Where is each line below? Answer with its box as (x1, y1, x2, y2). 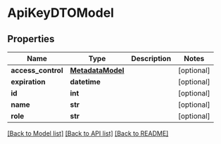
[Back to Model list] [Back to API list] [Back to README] (7, 129, 169, 138)
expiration (11, 77, 46, 86)
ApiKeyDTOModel (7, 5, 115, 21)
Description (131, 54, 171, 63)
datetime (70, 77, 101, 86)
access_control (11, 65, 63, 75)
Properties (7, 33, 55, 45)
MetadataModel (70, 65, 125, 75)
